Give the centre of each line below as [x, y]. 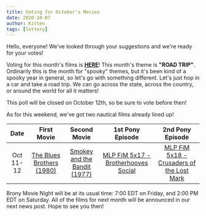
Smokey [82, 152]
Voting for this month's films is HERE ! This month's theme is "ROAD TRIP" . [101, 65]
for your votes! [25, 53]
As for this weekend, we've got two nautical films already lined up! [90, 114]
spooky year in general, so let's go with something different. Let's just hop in [103, 78]
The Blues [46, 155]
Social [127, 171]
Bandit [81, 167]
